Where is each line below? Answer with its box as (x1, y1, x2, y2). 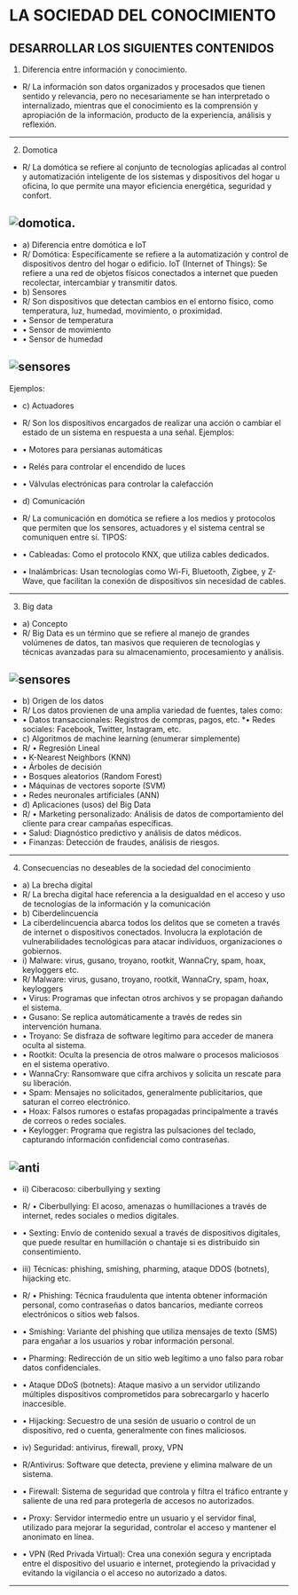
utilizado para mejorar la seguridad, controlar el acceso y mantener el (21, 1522, 277, 1533)
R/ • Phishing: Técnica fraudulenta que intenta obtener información (21, 1291, 268, 1301)
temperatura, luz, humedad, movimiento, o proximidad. (21, 305, 223, 316)
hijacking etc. (21, 1273, 72, 1283)
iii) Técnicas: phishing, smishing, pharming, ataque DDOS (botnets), (21, 1264, 271, 1275)
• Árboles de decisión (21, 762, 102, 772)
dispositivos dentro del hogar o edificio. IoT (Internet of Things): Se (21, 258, 268, 269)
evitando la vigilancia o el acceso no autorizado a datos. (21, 1567, 228, 1578)
